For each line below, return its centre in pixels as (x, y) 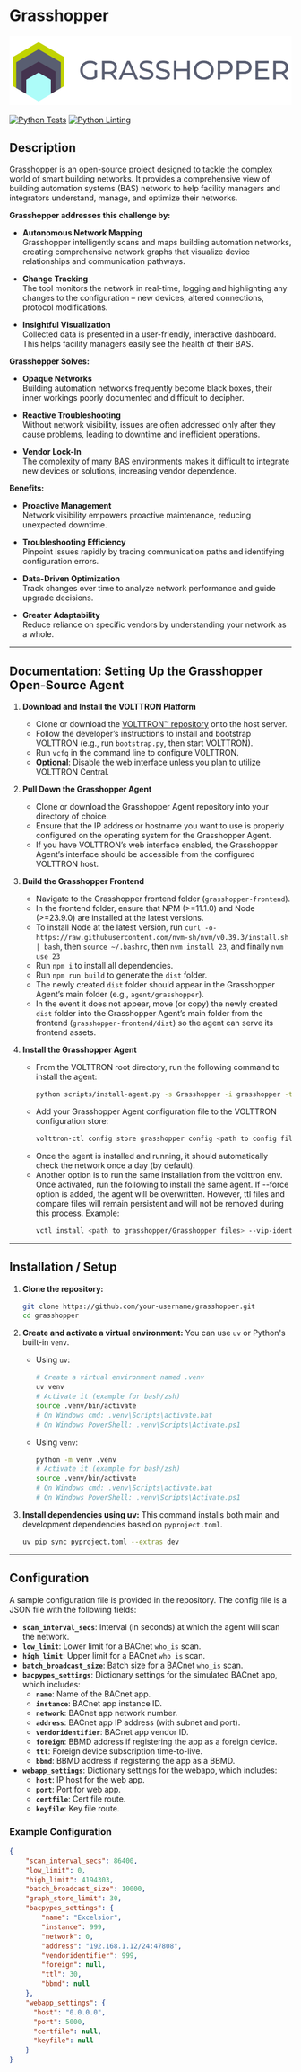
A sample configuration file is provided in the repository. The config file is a (148, 1599)
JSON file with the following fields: (73, 1609)
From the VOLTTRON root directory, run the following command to (158, 1067)
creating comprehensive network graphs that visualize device (136, 252)
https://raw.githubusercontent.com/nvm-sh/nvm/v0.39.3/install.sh (162, 938)
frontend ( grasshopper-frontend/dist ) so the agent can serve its (155, 1023)
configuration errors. (60, 562)
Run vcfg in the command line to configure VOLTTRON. (137, 753)
